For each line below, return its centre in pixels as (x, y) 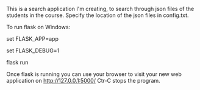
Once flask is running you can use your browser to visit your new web (94, 74)
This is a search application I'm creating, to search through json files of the (100, 9)
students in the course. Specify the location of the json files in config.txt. (98, 15)
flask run (17, 62)
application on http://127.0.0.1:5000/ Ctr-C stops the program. (83, 81)
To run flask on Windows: (38, 27)
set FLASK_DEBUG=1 (33, 50)
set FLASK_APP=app (33, 39)
